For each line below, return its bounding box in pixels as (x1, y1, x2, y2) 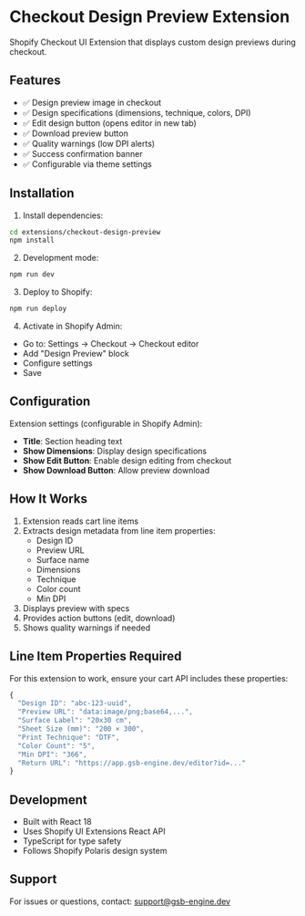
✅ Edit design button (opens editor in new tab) (22, 117, 198, 129)
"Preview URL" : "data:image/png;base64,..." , (17, 707, 194, 717)
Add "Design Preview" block (22, 349, 129, 359)
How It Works (9, 491, 88, 507)
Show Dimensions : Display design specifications (22, 445, 208, 456)
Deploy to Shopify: (22, 286, 93, 297)
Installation (9, 185, 75, 202)
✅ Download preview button (22, 128, 129, 139)
